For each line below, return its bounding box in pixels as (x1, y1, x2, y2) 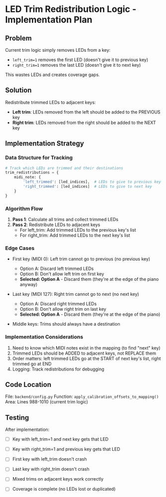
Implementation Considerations (5, 334, 83, 341)
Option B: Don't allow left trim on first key (19, 271, 104, 277)
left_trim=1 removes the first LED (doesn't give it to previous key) (12, 57, 149, 63)
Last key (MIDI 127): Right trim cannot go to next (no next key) (12, 291, 139, 297)
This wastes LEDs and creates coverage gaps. (5, 72, 100, 78)
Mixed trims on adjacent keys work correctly (12, 476, 104, 482)
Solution (5, 86, 32, 95)
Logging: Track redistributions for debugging (12, 366, 104, 372)
